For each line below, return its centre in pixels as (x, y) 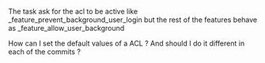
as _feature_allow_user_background (66, 28)
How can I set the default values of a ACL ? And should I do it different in (127, 43)
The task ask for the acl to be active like (73, 11)
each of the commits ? (45, 52)
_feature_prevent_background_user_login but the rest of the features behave (133, 20)
